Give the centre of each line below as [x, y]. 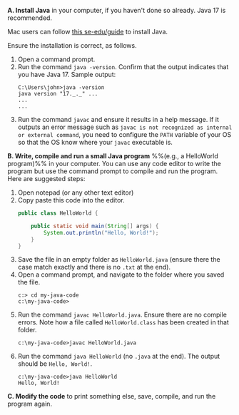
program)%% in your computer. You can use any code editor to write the [114, 164]
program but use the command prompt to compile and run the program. [113, 171]
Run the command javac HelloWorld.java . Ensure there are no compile [122, 315]
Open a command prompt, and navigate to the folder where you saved [121, 275]
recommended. [30, 18]
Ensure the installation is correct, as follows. [72, 45]
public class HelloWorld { [58, 213]
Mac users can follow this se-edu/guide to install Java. [88, 32]
